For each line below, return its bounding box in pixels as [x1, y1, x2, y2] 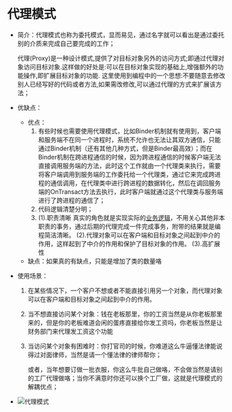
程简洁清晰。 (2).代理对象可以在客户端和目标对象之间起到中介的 [38, 230, 221, 239]
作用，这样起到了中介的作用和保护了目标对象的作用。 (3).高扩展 [38, 239, 221, 248]
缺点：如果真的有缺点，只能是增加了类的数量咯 [27, 257, 162, 265]
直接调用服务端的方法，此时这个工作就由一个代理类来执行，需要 [38, 161, 221, 170]
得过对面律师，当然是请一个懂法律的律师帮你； [27, 350, 162, 359]
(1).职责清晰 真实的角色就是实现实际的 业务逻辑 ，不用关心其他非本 [38, 213, 226, 222]
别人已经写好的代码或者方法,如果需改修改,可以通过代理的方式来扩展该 [17, 80, 216, 88]
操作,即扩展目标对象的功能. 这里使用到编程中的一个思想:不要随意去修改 [23, 71, 226, 80]
